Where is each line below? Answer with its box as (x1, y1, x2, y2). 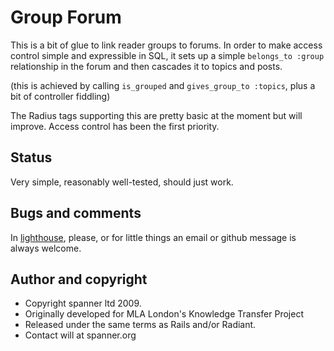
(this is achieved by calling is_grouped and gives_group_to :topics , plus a (10, 79, 316, 91)
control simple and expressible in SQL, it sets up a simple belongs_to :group (10, 49, 325, 61)
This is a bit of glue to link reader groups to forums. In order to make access (10, 39, 323, 51)
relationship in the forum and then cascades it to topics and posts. (10, 60, 283, 72)
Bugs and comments (10, 205, 142, 222)
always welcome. (10, 242, 82, 254)
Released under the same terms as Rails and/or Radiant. (24, 319, 257, 331)
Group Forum (10, 6, 122, 29)
